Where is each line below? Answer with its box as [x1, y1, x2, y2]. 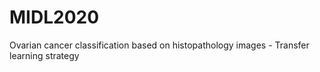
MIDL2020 [9, 6, 100, 29]
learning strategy [9, 49, 80, 61]
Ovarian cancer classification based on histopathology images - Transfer [9, 39, 310, 51]
